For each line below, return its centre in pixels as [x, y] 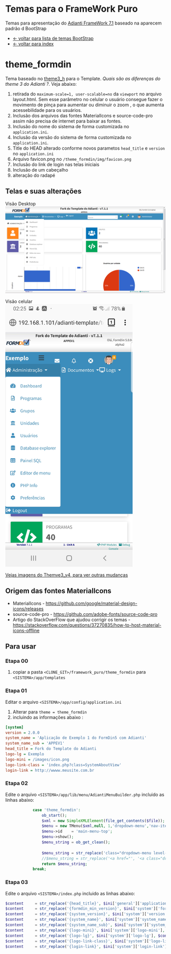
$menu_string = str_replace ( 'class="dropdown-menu [96, 853]
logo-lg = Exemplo [25, 754]
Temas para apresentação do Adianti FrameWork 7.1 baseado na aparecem [83, 23]
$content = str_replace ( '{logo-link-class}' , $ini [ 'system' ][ [77, 941]
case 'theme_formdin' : [56, 810]
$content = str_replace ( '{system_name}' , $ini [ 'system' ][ [73, 920]
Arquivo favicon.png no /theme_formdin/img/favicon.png [72, 159]
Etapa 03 [17, 883]
